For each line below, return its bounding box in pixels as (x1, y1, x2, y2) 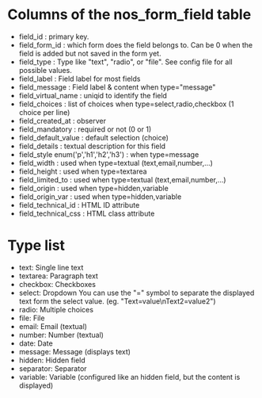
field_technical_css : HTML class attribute (18, 209, 155, 218)
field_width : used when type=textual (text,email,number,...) (18, 158, 213, 167)
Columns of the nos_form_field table (7, 6, 252, 24)
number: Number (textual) (18, 330, 104, 339)
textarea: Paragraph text (18, 271, 98, 281)
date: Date (18, 339, 53, 348)
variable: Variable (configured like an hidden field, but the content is (18, 372, 241, 381)
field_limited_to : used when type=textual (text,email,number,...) (18, 174, 226, 184)
